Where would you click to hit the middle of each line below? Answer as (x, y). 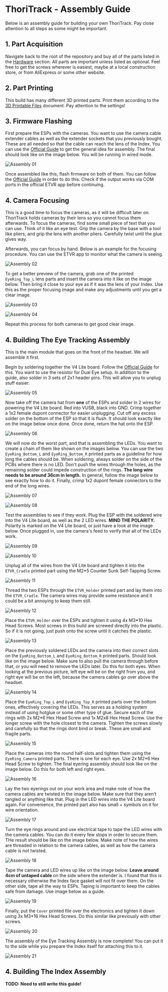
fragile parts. (18, 734)
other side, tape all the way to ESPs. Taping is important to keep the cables (82, 886)
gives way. (16, 239)
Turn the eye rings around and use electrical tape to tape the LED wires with (84, 829)
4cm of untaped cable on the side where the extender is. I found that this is (83, 875)
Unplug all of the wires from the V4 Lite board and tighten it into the (75, 565)
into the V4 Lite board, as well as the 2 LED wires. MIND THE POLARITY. (80, 520)
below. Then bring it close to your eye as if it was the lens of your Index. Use (84, 284)
